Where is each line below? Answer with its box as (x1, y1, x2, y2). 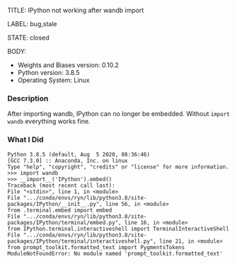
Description (7, 93, 49, 103)
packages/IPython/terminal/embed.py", (7, 219, 122, 226)
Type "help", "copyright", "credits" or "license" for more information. (7, 163, 230, 171)
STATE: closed (7, 33, 50, 42)
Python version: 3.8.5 (17, 69, 80, 76)
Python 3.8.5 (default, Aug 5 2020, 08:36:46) (7, 151, 151, 158)
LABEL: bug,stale (7, 20, 57, 28)
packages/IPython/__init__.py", (7, 200, 103, 207)
